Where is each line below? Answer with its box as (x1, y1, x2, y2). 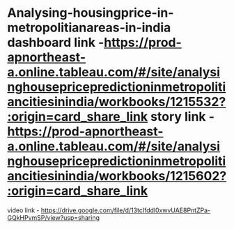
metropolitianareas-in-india (7, 20, 171, 36)
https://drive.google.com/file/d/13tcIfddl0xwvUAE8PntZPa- (40, 206, 211, 214)
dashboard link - (7, 35, 104, 50)
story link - (150, 109, 214, 125)
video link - (7, 206, 40, 214)
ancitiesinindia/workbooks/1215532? (7, 94, 226, 110)
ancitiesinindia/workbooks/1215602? (7, 168, 227, 184)
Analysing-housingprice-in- (7, 5, 174, 21)
